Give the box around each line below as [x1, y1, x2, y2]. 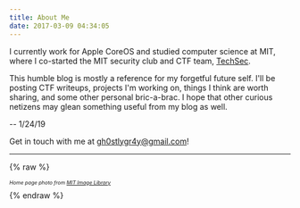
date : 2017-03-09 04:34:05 [9, 21, 110, 30]
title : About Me [9, 12, 70, 22]
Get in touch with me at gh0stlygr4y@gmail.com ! [9, 136, 189, 146]
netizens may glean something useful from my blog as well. [9, 101, 228, 112]
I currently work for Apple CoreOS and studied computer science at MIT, [9, 46, 277, 56]
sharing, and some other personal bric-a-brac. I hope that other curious [9, 91, 273, 103]
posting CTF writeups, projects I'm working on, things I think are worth [9, 82, 269, 93]
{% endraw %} [9, 189, 64, 201]
